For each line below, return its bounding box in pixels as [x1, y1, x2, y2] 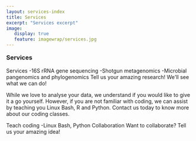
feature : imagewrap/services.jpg [14, 36, 97, 42]
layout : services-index [6, 8, 65, 15]
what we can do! [6, 80, 47, 87]
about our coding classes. [6, 110, 70, 117]
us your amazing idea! [6, 128, 61, 135]
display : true [14, 31, 49, 37]
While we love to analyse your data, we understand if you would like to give [6, 91, 191, 98]
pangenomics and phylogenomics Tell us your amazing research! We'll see [6, 73, 189, 80]
